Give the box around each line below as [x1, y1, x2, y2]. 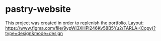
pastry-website [5, 3, 71, 15]
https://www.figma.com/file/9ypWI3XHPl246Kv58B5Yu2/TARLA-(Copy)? [5, 25, 156, 31]
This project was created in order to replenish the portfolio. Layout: [5, 20, 144, 26]
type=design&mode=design [5, 30, 63, 36]
